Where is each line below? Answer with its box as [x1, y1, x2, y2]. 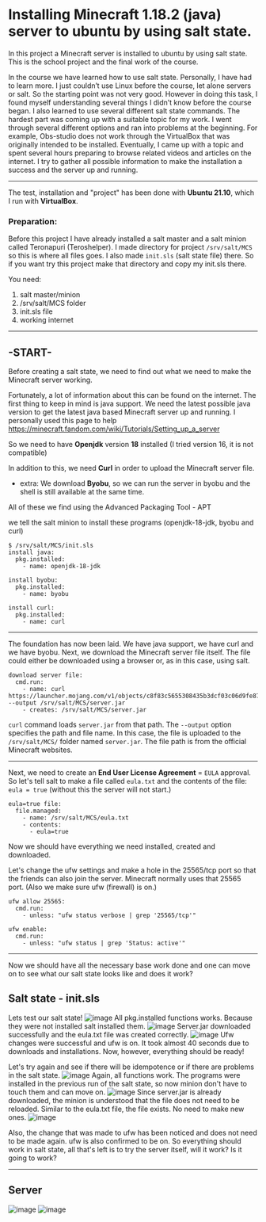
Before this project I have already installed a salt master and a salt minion [8, 234, 247, 243]
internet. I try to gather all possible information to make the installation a [8, 156, 243, 166]
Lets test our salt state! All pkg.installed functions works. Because [8, 1013, 253, 1022]
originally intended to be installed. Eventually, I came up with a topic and [8, 139, 244, 149]
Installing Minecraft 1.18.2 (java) [8, 6, 222, 24]
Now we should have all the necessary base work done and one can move [8, 960, 251, 970]
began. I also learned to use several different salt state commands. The [8, 105, 240, 116]
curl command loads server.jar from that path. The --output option [8, 720, 232, 730]
